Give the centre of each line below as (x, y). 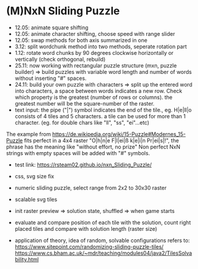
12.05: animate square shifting (51, 27)
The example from (29, 134)
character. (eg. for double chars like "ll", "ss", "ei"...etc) (82, 122)
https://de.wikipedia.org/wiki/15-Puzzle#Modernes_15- (119, 134)
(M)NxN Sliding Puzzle (63, 11)
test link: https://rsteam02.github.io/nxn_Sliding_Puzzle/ (83, 165)
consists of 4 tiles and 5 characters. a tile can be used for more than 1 (100, 116)
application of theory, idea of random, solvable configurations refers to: (102, 240)
